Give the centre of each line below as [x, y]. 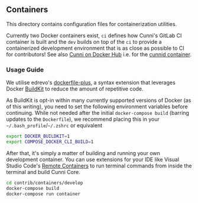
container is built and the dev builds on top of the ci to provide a [84, 41]
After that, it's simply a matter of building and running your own [83, 153]
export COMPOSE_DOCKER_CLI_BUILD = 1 [50, 141]
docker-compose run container [43, 194]
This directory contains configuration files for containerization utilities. [92, 24]
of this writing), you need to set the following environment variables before [97, 107]
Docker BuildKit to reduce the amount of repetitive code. [75, 89]
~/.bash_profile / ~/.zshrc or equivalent [54, 125]
